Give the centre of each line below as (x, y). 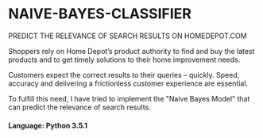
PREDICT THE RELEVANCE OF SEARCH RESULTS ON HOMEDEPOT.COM (128, 36)
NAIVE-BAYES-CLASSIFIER (100, 14)
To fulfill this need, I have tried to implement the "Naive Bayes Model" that (129, 98)
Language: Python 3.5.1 (48, 125)
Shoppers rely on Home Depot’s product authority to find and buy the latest (131, 51)
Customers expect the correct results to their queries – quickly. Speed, (124, 75)
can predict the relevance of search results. (79, 107)
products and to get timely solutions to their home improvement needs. (124, 59)
